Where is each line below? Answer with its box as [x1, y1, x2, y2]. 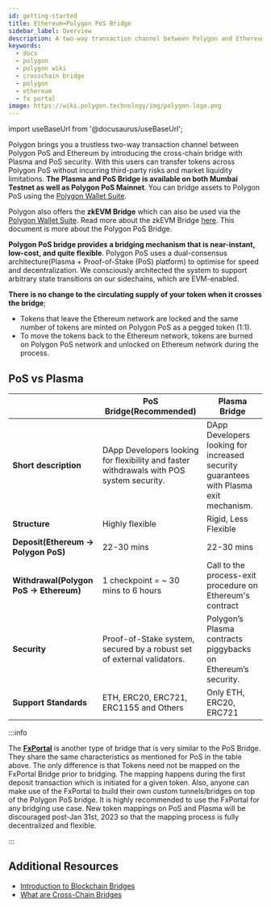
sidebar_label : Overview [8, 27, 92, 35]
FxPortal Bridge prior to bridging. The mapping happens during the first [8, 769, 246, 779]
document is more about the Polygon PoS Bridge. [8, 224, 173, 234]
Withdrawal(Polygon [12, 574, 94, 586]
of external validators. [102, 653, 186, 665]
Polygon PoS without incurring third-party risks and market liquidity [8, 166, 232, 175]
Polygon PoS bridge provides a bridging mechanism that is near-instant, [8, 240, 256, 250]
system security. [102, 474, 165, 485]
